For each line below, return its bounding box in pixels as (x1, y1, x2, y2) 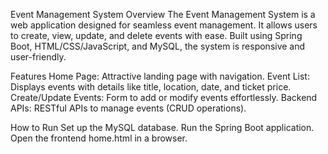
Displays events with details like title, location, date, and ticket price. (10, 81, 292, 93)
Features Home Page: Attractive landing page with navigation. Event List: (10, 70, 310, 82)
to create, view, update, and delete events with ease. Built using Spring (10, 30, 303, 41)
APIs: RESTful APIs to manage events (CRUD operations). (10, 102, 247, 114)
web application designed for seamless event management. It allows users (10, 19, 318, 31)
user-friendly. (10, 51, 67, 63)
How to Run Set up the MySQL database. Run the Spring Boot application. (10, 122, 315, 133)
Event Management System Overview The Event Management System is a (10, 9, 316, 20)
